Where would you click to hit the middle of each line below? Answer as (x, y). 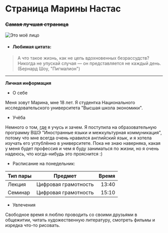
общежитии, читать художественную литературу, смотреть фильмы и (80, 220)
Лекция (17, 184)
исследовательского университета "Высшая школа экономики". (74, 108)
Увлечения (24, 205)
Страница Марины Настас (63, 9)
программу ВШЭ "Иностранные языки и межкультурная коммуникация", (83, 132)
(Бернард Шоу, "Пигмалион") (49, 69)
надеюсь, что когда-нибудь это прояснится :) (54, 154)
